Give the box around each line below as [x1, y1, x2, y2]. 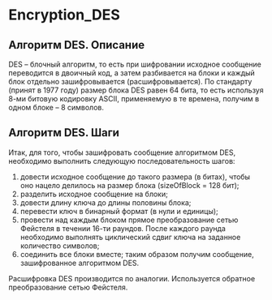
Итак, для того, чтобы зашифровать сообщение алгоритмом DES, [8, 148, 236, 157]
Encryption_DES [8, 6, 120, 24]
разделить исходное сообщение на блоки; [19, 189, 168, 199]
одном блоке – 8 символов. [8, 103, 104, 112]
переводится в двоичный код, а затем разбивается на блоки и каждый [8, 68, 256, 78]
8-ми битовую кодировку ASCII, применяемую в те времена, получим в [8, 94, 260, 103]
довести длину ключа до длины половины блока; [19, 197, 192, 208]
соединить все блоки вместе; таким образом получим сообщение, [19, 249, 254, 259]
